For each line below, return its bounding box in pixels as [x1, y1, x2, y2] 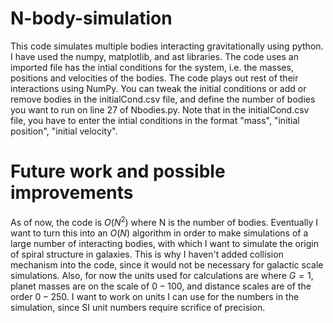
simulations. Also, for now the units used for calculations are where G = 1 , [10, 269, 314, 281]
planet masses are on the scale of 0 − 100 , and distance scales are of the [10, 280, 312, 292]
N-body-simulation [10, 7, 173, 30]
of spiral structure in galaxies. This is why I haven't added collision [10, 248, 284, 260]
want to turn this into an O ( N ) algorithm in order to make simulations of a [10, 227, 309, 239]
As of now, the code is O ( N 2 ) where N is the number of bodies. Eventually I [10, 214, 319, 228]
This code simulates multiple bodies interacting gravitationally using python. [10, 40, 324, 52]
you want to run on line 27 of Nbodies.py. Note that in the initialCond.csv [10, 103, 310, 116]
